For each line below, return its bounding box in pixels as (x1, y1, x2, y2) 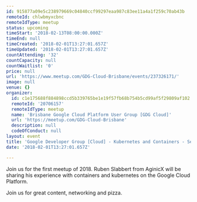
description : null (11, 123, 57, 128)
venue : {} (6, 85, 30, 90)
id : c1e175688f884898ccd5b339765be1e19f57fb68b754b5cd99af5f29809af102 (11, 95, 191, 101)
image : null (6, 79, 35, 85)
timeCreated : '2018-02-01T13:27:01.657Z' (6, 41, 109, 47)
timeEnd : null (6, 36, 41, 41)
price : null (6, 68, 35, 74)
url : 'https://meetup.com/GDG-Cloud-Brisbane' (11, 117, 127, 123)
